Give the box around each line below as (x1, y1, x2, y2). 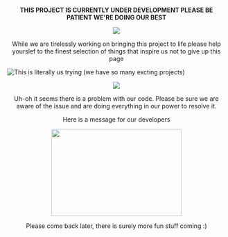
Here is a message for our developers (62, 115, 170, 124)
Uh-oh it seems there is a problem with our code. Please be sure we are (13, 95, 220, 103)
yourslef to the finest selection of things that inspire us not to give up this (12, 47, 221, 55)
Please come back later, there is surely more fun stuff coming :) (26, 222, 207, 230)
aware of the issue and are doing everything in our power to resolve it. (16, 102, 217, 110)
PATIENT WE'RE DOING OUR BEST (66, 13, 167, 22)
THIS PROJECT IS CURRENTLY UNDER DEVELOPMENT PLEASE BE (19, 6, 213, 14)
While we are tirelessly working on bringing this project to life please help (11, 40, 222, 48)
